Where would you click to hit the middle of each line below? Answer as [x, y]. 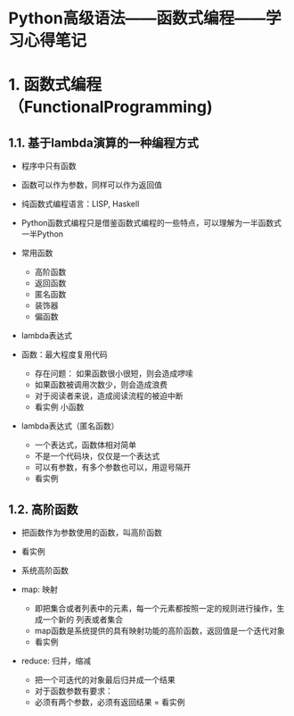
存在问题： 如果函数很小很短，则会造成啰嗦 [114, 374]
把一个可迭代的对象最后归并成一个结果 [105, 680]
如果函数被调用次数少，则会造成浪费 [101, 385]
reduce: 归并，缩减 [56, 661]
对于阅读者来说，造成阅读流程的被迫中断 [109, 396]
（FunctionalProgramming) [110, 107]
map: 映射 [40, 589]
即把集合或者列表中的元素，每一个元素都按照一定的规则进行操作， [155, 608]
